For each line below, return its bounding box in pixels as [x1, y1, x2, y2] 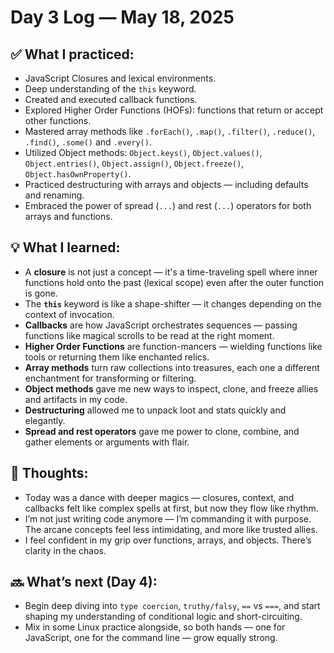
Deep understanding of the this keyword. [24, 83, 197, 95]
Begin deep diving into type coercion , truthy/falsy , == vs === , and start [24, 600, 321, 612]
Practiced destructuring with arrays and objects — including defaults [24, 179, 309, 190]
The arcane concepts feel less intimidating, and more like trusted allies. [24, 523, 318, 535]
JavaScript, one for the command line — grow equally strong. [24, 632, 278, 644]
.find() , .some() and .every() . [24, 136, 152, 148]
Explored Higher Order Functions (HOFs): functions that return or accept [24, 104, 324, 116]
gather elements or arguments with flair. [24, 436, 190, 448]
